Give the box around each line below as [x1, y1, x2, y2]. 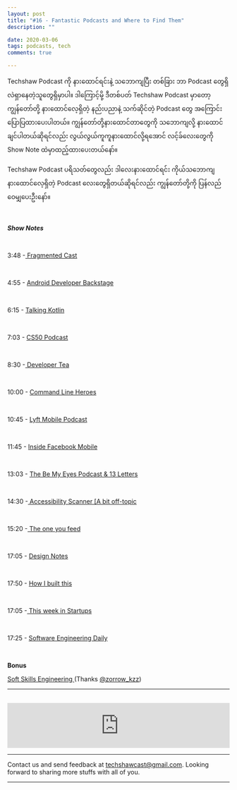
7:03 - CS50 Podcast [7, 333, 68, 341]
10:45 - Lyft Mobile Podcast [7, 415, 87, 423]
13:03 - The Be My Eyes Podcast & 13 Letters [7, 470, 138, 478]
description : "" [7, 23, 55, 30]
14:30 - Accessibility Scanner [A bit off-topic [7, 497, 138, 505]
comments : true [7, 49, 52, 56]
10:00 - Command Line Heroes [7, 388, 97, 396]
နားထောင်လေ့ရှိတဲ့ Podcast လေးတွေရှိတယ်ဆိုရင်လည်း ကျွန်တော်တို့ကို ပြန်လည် [7, 179, 222, 187]
